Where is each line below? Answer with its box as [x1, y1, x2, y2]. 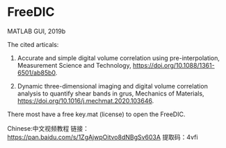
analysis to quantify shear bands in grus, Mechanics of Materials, [17, 89, 204, 98]
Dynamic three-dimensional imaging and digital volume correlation [17, 82, 209, 90]
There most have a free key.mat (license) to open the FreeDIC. [7, 110, 186, 118]
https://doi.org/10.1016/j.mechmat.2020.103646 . [17, 96, 154, 104]
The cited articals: [7, 40, 59, 48]
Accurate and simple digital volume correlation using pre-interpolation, [17, 53, 220, 62]
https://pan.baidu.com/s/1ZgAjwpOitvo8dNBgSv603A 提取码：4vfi [7, 133, 198, 141]
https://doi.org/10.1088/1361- [132, 61, 215, 69]
